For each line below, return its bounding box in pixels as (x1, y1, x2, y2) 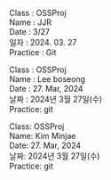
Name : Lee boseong (9, 74, 86, 84)
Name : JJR (9, 17, 52, 28)
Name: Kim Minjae (9, 131, 76, 141)
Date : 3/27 (9, 27, 51, 37)
